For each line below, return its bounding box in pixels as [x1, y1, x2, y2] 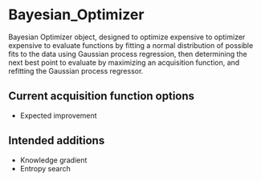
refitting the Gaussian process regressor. [8, 66, 144, 75]
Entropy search [19, 163, 71, 173]
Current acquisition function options [8, 90, 195, 103]
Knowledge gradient [19, 155, 88, 165]
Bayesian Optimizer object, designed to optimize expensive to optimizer [8, 32, 246, 42]
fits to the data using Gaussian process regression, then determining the [8, 49, 247, 58]
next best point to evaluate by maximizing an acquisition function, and [8, 58, 240, 67]
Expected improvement [19, 111, 98, 120]
